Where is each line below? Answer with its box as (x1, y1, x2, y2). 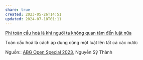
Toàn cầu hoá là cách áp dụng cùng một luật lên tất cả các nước (5, 40, 138, 46)
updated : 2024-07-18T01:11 (5, 16, 62, 21)
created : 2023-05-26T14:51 (5, 12, 62, 17)
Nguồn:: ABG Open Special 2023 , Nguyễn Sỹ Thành (5, 49, 113, 55)
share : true (5, 7, 30, 12)
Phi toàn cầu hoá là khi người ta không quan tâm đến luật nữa (5, 30, 132, 36)
